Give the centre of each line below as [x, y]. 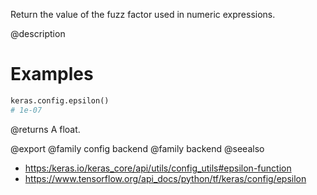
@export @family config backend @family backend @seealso [137, 148]
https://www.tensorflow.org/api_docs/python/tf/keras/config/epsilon [165, 178]
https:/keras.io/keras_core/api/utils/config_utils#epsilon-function [158, 168]
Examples [52, 74]
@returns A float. [45, 129]
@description [38, 33]
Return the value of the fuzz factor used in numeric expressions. [143, 14]
